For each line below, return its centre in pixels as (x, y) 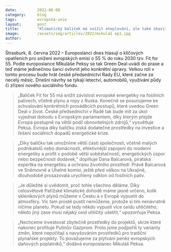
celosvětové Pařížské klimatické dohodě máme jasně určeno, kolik (87, 190)
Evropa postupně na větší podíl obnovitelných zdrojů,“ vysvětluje (85, 122)
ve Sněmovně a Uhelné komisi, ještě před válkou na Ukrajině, (82, 170)
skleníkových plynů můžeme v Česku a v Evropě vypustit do (81, 196)
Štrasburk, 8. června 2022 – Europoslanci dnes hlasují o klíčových (74, 53)
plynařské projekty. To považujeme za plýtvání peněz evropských (86, 238)
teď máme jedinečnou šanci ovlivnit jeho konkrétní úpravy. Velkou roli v (80, 69)
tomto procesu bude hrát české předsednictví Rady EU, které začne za (79, 74)
